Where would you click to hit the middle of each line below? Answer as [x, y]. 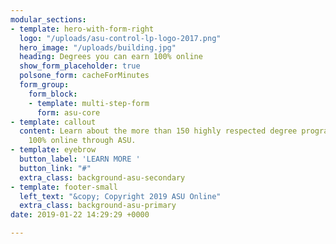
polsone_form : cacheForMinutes [84, 76]
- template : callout [53, 122]
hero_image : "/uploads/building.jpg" [98, 47]
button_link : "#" [55, 168]
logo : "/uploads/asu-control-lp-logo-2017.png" [120, 38]
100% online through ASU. [82, 141]
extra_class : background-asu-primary [98, 206]
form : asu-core [68, 112]
